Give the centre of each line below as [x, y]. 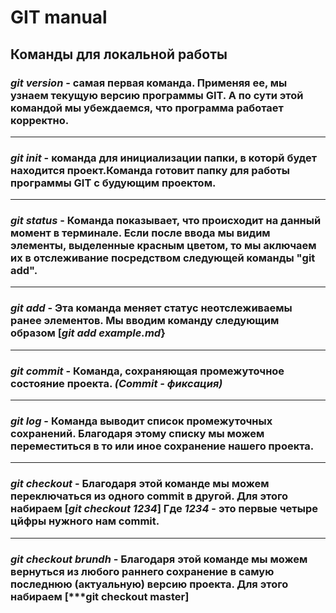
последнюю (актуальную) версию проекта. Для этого [149, 584]
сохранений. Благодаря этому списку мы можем [137, 433]
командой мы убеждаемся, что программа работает [147, 108]
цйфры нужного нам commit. [85, 521]
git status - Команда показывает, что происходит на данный [166, 221]
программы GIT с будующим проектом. [113, 183]
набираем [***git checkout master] [100, 596]
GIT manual [59, 17]
